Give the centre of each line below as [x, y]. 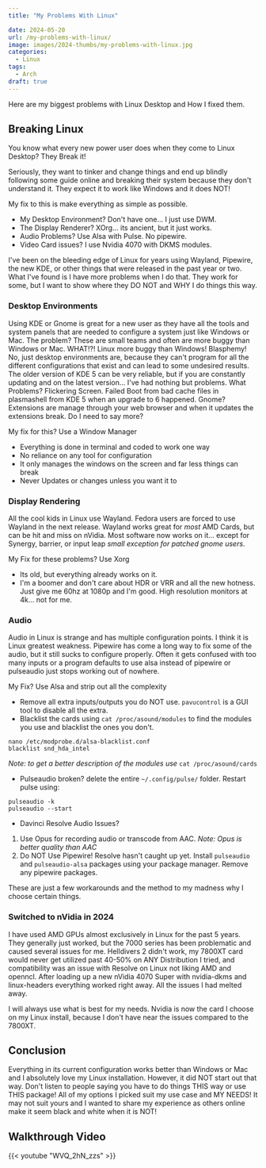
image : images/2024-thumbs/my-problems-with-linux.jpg [101, 44]
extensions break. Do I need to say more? [76, 416]
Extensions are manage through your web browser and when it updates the [131, 407]
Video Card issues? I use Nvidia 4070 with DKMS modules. [116, 245]
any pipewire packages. [59, 873]
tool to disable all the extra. [64, 710]
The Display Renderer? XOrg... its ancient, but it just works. [116, 228]
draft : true [28, 81]
